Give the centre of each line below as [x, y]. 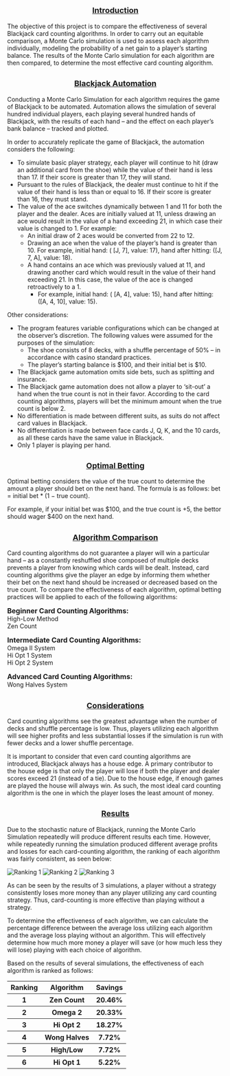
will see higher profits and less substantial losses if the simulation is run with [115, 736]
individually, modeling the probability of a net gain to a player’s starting [107, 48]
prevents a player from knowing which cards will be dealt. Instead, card [108, 568]
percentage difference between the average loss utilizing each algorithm [110, 927]
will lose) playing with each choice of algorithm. [74, 949]
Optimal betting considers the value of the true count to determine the [106, 482]
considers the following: [41, 149]
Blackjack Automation [115, 84]
